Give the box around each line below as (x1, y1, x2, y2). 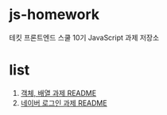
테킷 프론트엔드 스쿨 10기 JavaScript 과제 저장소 (9, 33, 160, 42)
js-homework (9, 6, 100, 24)
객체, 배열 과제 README (20, 88, 97, 98)
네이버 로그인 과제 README (20, 98, 107, 108)
